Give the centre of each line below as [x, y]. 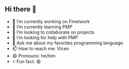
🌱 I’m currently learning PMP [42, 27]
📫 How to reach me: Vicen [41, 48]
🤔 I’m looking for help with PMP [45, 37]
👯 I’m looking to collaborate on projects [53, 32]
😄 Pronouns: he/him [34, 55]
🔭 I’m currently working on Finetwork [51, 21]
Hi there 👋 [21, 9]
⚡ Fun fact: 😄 [27, 61]
